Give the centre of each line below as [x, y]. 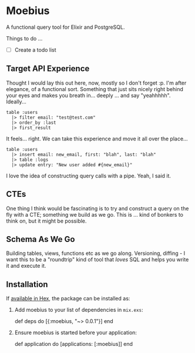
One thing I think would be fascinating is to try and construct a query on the [97, 208]
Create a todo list [36, 50]
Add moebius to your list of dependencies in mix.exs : [79, 310]
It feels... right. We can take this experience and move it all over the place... [97, 139]
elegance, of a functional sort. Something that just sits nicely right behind [95, 89]
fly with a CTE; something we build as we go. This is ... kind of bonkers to [95, 214]
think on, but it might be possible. [46, 221]
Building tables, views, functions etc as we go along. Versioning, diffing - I [96, 253]
